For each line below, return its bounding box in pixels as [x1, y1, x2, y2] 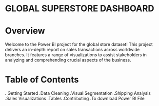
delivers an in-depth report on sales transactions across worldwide [5, 47, 140, 53]
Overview [5, 25, 45, 37]
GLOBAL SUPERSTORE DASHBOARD [5, 3, 155, 14]
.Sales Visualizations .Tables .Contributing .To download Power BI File [5, 96, 145, 102]
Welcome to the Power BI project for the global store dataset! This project [5, 42, 153, 47]
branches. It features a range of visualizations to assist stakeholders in [5, 52, 147, 58]
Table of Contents [5, 74, 79, 85]
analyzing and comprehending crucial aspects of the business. [5, 57, 132, 63]
